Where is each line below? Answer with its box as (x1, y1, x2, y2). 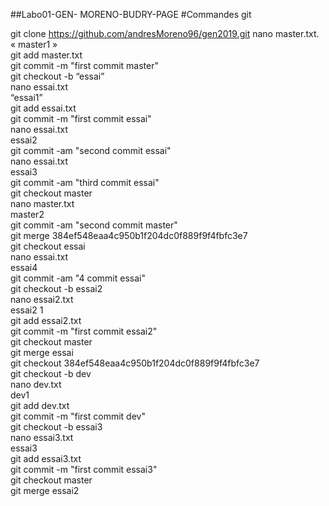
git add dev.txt (10, 400, 70, 411)
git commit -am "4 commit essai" (10, 272, 146, 284)
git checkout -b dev (10, 368, 92, 379)
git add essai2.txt (10, 315, 82, 326)
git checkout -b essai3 (10, 421, 103, 433)
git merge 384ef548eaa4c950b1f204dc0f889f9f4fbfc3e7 (10, 230, 248, 241)
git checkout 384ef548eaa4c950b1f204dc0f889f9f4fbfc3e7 (10, 357, 260, 369)
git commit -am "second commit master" (10, 219, 178, 231)
